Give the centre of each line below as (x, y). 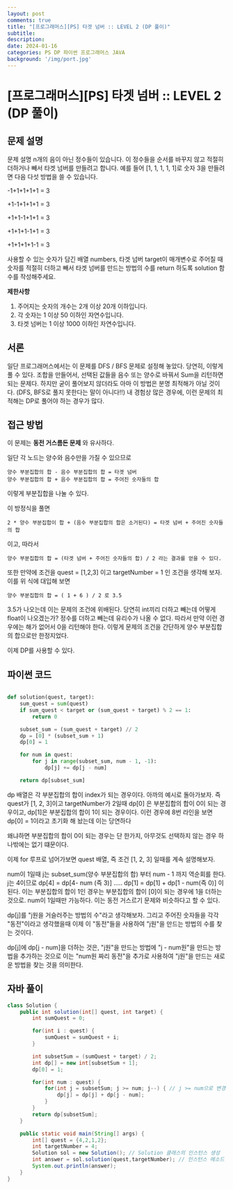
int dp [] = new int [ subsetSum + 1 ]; (85, 1063)
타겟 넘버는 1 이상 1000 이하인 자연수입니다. (77, 323)
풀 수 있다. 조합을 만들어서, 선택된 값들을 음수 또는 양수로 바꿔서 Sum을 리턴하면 (115, 375)
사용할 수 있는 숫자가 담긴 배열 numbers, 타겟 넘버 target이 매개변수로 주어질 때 (115, 259)
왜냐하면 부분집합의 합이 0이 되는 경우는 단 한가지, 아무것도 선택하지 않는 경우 (112, 835)
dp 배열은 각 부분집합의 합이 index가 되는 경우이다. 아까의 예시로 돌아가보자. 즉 (114, 794)
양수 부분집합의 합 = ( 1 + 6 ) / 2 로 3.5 (65, 596)
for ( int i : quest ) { (64, 1031)
